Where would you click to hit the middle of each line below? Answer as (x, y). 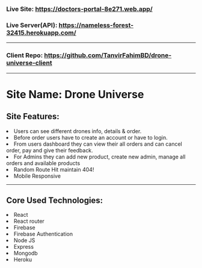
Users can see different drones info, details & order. (78, 131)
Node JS (25, 240)
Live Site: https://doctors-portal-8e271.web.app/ (80, 9)
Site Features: (33, 117)
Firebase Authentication (44, 234)
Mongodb (26, 253)
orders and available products (43, 163)
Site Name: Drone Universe (75, 94)
